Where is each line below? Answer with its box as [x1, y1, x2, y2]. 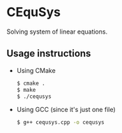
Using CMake [16, 66, 56, 74]
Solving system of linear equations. [6, 27, 108, 36]
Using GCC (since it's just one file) [16, 106, 116, 114]
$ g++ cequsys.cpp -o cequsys [16, 119, 105, 126]
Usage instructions [6, 48, 91, 59]
